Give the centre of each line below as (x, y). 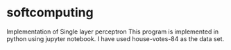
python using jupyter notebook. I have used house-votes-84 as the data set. (115, 38)
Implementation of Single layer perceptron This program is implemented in (113, 32)
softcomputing (50, 13)
